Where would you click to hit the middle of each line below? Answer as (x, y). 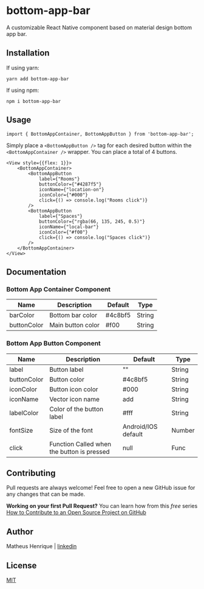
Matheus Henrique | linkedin (42, 546)
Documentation (36, 272)
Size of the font (71, 430)
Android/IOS (140, 427)
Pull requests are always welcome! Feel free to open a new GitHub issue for (101, 488)
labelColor (24, 413)
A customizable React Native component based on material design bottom (99, 27)
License (22, 566)
